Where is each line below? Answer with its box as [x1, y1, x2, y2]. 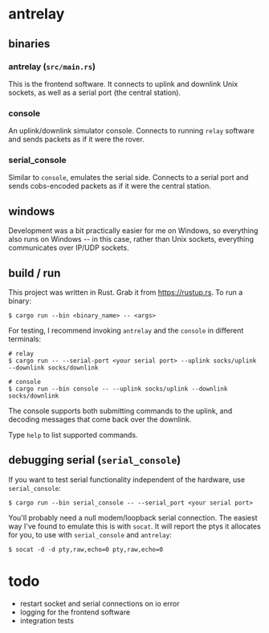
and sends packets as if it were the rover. [8, 134, 145, 145]
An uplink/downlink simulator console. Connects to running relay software [8, 126, 255, 136]
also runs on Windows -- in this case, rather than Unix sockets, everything [8, 235, 255, 244]
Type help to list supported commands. [8, 431, 138, 440]
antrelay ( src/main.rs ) [8, 61, 96, 72]
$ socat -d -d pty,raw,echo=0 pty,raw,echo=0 [8, 545, 163, 553]
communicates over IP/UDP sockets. [8, 243, 130, 253]
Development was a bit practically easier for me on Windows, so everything [8, 226, 259, 235]
